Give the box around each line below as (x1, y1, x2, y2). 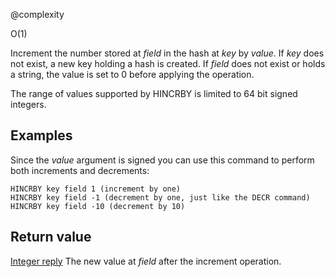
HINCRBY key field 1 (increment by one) (10, 184, 182, 194)
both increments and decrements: (10, 164, 150, 176)
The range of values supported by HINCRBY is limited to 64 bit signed (10, 88, 298, 99)
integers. (10, 99, 47, 110)
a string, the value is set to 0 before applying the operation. (10, 69, 255, 80)
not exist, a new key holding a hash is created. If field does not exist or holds (10, 58, 326, 69)
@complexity (10, 9, 65, 20)
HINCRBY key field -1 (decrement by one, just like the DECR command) (10, 192, 311, 203)
